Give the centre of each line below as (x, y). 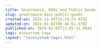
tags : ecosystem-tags (28, 33)
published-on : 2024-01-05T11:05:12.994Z (49, 28)
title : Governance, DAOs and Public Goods (51, 10)
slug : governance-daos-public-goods (44, 14)
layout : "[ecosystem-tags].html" (41, 38)
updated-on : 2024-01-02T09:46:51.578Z (46, 24)
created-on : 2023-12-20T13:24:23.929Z (46, 19)
